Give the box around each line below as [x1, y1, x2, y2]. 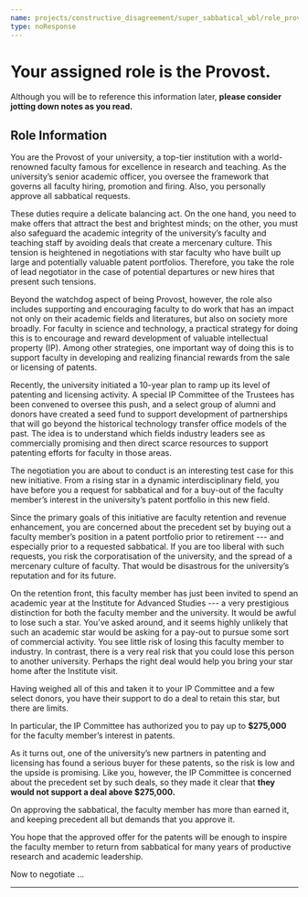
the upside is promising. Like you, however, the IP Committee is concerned [10, 767, 292, 778]
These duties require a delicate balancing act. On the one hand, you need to [10, 208, 297, 219]
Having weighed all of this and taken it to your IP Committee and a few [10, 683, 275, 694]
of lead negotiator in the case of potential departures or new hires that [10, 267, 275, 278]
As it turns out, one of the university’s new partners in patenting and [10, 748, 267, 759]
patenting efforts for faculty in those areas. [10, 448, 172, 459]
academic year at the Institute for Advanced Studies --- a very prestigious [10, 597, 290, 608]
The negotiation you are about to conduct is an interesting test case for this [10, 465, 294, 476]
